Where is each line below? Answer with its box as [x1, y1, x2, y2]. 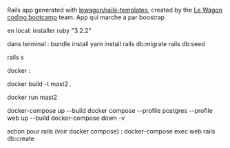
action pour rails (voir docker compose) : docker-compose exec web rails [7, 127, 216, 135]
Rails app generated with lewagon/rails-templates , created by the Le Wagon [7, 6, 222, 14]
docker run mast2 [7, 93, 58, 101]
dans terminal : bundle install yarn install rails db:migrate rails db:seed [7, 40, 205, 47]
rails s [7, 53, 24, 61]
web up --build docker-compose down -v [7, 114, 125, 122]
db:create [7, 134, 34, 142]
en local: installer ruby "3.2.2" [7, 27, 92, 34]
